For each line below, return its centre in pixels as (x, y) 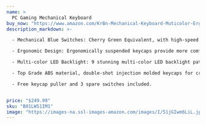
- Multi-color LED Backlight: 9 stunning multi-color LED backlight (101, 62)
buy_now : (17, 23)
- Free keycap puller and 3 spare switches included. (82, 84)
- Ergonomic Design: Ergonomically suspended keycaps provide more (100, 51)
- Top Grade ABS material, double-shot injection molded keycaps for (102, 73)
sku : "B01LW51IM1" (30, 106)
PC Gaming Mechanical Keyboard (52, 18)
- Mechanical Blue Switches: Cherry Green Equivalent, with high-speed (105, 40)
